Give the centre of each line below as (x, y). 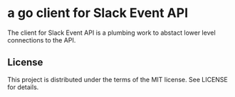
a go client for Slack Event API (98, 13)
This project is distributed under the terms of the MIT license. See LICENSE (117, 79)
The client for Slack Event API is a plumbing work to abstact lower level (111, 33)
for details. (23, 87)
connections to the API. (42, 40)
